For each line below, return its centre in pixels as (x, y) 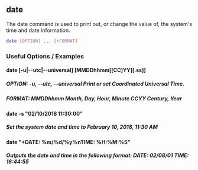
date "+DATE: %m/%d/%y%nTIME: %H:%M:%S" (69, 142)
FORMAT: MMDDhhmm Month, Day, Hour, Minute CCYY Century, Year (94, 99)
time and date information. (38, 30)
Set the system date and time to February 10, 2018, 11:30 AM (82, 127)
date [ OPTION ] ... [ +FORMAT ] (42, 41)
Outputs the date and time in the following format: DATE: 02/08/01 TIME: (98, 155)
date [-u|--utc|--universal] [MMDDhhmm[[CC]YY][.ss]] (76, 70)
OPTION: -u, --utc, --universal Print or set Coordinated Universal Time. (95, 84)
